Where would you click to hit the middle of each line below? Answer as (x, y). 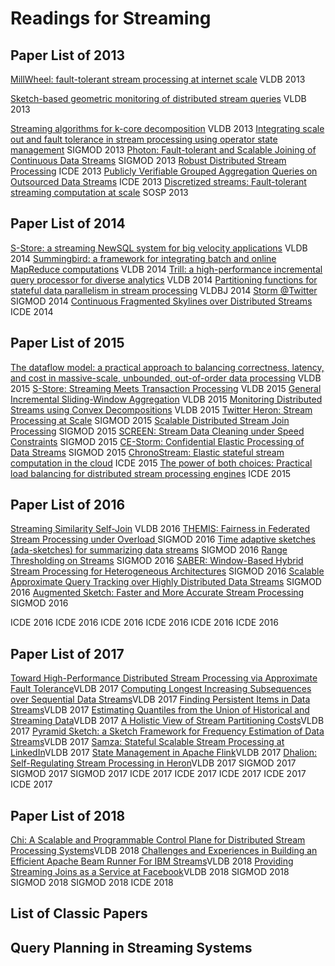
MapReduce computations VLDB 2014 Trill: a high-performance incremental (166, 269)
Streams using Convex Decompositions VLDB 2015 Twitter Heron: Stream (161, 409)
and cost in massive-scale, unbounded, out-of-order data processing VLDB (166, 378)
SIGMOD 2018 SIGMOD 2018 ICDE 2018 (92, 883)
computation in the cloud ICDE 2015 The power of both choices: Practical (161, 463)
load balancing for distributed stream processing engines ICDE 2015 (151, 473)
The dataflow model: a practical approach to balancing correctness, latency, (167, 367)
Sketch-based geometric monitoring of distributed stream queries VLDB (158, 98)
